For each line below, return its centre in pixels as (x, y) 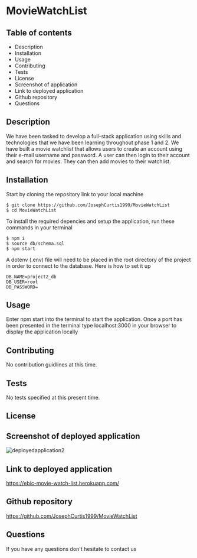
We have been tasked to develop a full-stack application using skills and (94, 136)
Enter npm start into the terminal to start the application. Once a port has (94, 319)
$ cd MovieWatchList (32, 210)
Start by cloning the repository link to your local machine (75, 194)
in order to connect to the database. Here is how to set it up (78, 266)
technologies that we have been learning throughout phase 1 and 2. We (93, 142)
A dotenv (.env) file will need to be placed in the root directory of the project (98, 259)
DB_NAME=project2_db (32, 277)
